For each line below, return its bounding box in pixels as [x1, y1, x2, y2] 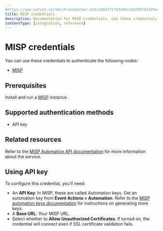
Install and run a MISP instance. [5, 95, 68, 100]
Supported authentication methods [5, 108, 114, 117]
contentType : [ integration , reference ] [5, 20, 86, 26]
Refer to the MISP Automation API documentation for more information [5, 148, 146, 154]
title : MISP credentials [5, 12, 55, 17]
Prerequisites [5, 81, 47, 90]
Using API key [5, 168, 48, 176]
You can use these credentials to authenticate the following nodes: [5, 58, 138, 64]
